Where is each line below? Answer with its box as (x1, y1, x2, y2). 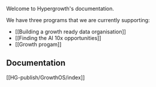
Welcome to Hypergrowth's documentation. (6, 5, 115, 12)
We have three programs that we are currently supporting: (6, 17, 150, 23)
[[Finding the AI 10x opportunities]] (14, 35, 101, 41)
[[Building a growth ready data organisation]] (14, 28, 126, 35)
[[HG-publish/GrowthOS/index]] (6, 74, 85, 81)
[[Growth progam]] (14, 41, 62, 48)
